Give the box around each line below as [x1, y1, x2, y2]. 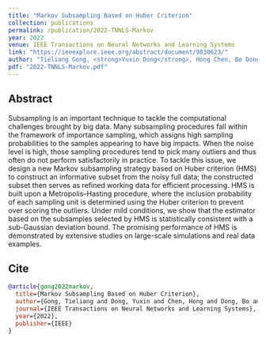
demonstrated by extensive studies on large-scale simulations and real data [8, 231, 256, 240]
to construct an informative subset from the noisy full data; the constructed [8, 171, 253, 182]
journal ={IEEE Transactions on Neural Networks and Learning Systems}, [15, 305, 257, 313]
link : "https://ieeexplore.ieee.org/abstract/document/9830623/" [8, 48, 228, 56]
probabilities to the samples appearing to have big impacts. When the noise [8, 138, 255, 148]
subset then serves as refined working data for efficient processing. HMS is [8, 180, 255, 190]
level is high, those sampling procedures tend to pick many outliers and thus [8, 147, 257, 156]
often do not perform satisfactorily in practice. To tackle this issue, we [8, 155, 237, 164]
